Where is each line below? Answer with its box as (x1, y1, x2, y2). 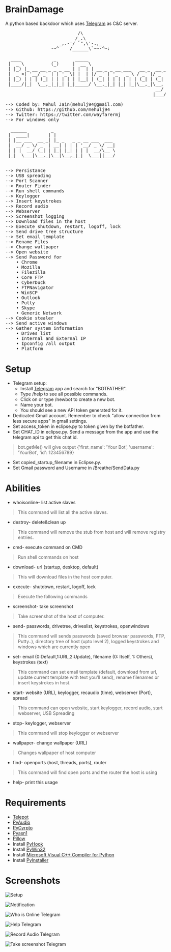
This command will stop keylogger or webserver (17, 730, 119, 736)
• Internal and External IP (16, 335, 86, 341)
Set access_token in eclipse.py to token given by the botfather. (12, 423, 144, 429)
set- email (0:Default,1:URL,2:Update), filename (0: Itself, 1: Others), (12, 653, 154, 659)
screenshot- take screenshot (12, 603, 74, 609)
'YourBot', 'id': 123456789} (17, 449, 75, 455)
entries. (17, 534, 34, 540)
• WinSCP (16, 290, 38, 296)
